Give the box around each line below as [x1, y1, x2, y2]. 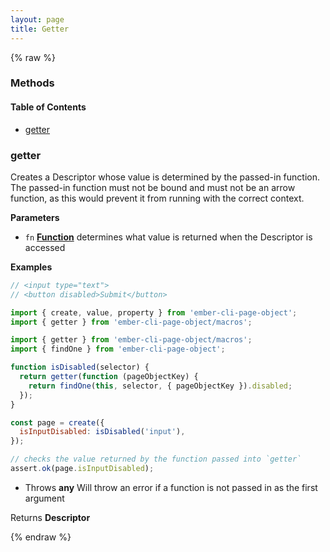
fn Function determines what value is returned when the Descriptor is [24, 231, 313, 243]
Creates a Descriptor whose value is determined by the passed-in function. [10, 171, 321, 183]
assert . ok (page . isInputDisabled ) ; [10, 464, 155, 474]
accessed [24, 241, 66, 253]
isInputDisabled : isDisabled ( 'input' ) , [19, 427, 186, 437]
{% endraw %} [10, 531, 72, 543]
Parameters [10, 211, 60, 223]
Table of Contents [10, 101, 87, 113]
